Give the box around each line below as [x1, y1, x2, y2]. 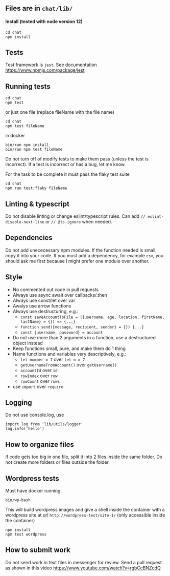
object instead [12, 340, 43, 346]
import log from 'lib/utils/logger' [5, 422, 83, 427]
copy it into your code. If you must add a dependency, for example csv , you [5, 252, 164, 258]
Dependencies [5, 233, 53, 242]
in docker [5, 133, 26, 139]
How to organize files [5, 440, 74, 449]
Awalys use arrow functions [12, 302, 71, 309]
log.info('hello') [5, 426, 44, 431]
